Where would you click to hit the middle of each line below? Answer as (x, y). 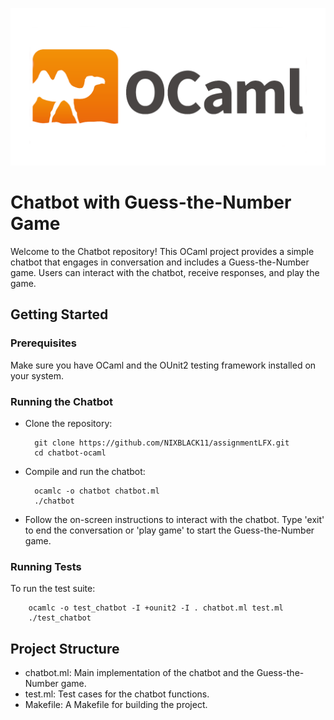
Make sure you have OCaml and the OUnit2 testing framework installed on (163, 365)
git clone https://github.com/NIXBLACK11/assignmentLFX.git (162, 443)
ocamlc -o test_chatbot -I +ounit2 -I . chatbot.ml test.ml (156, 608)
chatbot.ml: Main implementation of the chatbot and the (139, 673)
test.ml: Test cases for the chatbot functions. (117, 694)
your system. (37, 375)
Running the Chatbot (62, 401)
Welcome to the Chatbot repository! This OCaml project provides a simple (162, 251)
